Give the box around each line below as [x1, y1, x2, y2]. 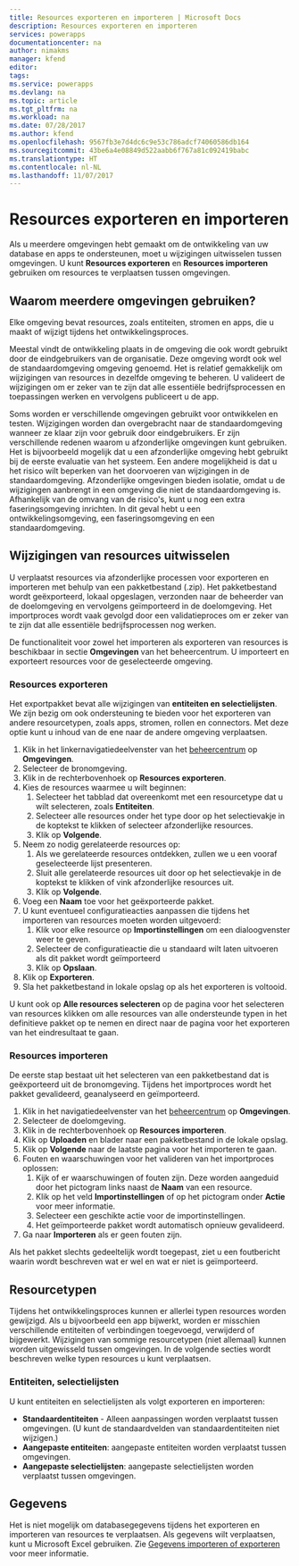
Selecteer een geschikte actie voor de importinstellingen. [35, 1210, 245, 1221]
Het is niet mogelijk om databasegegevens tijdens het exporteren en [9, 1520, 261, 1530]
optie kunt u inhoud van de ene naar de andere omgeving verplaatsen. [9, 727, 268, 738]
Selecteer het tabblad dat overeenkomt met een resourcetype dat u [35, 791, 284, 802]
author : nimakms [9, 46, 70, 55]
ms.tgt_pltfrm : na [9, 105, 78, 113]
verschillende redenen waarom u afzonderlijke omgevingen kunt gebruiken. [9, 437, 287, 448]
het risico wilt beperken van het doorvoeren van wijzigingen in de [9, 465, 250, 476]
